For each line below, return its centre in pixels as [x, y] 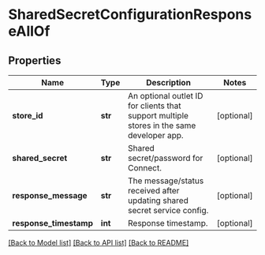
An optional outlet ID [165, 96]
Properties [35, 60]
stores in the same [162, 126]
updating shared [158, 201]
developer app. [155, 135]
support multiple [158, 116]
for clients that [154, 106]
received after [153, 191]
